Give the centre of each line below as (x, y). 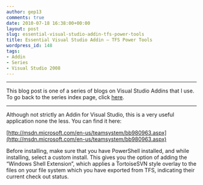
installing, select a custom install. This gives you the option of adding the (97, 157)
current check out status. (38, 177)
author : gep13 (24, 12)
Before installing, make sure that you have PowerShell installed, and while (98, 151)
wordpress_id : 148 (29, 46)
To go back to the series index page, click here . (65, 97)
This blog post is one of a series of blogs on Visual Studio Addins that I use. (100, 91)
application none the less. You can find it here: (64, 121)
